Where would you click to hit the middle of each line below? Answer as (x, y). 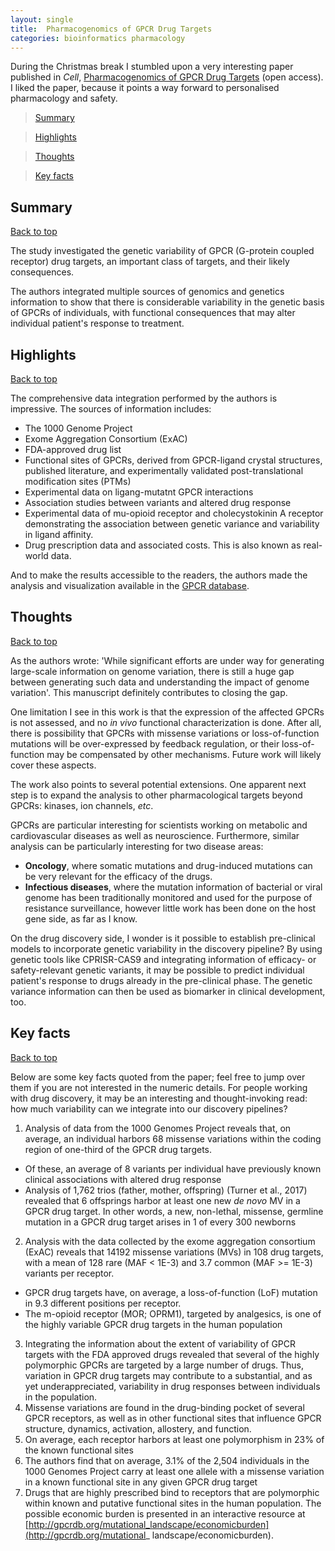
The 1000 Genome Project (78, 428)
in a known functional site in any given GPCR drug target (141, 1482)
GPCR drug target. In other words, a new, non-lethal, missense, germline (174, 1211)
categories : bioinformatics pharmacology (98, 38)
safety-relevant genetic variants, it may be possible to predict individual (157, 970)
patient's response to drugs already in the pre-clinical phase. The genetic (161, 980)
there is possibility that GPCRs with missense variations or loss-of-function (165, 733)
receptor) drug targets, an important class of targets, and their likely (150, 262)
